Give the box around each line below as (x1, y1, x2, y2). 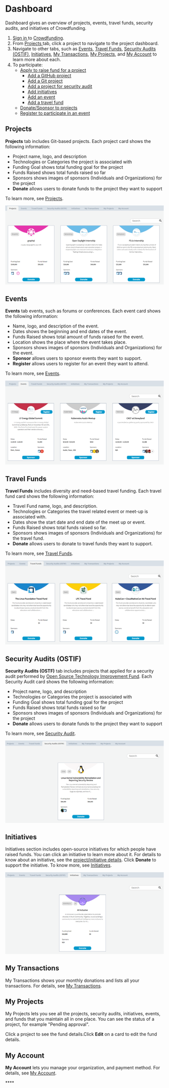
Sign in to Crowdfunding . (12, 35, 64, 41)
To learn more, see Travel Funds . (5, 550, 73, 556)
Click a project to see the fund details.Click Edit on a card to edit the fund (5, 1031, 157, 1037)
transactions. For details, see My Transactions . (5, 982, 102, 988)
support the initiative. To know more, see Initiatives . (5, 862, 112, 868)
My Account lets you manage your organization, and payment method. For (5, 1065, 160, 1071)
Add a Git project (27, 78, 63, 84)
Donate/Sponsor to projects (20, 105, 78, 111)
